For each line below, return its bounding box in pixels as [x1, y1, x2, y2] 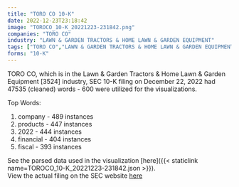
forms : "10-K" [7, 50, 50, 58]
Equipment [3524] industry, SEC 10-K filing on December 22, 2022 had [7, 77, 216, 85]
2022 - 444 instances [17, 127, 83, 136]
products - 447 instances [17, 119, 92, 128]
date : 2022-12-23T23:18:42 [7, 17, 87, 24]
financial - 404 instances [17, 134, 91, 143]
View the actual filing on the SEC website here [7, 171, 143, 180]
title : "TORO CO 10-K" [7, 10, 75, 18]
